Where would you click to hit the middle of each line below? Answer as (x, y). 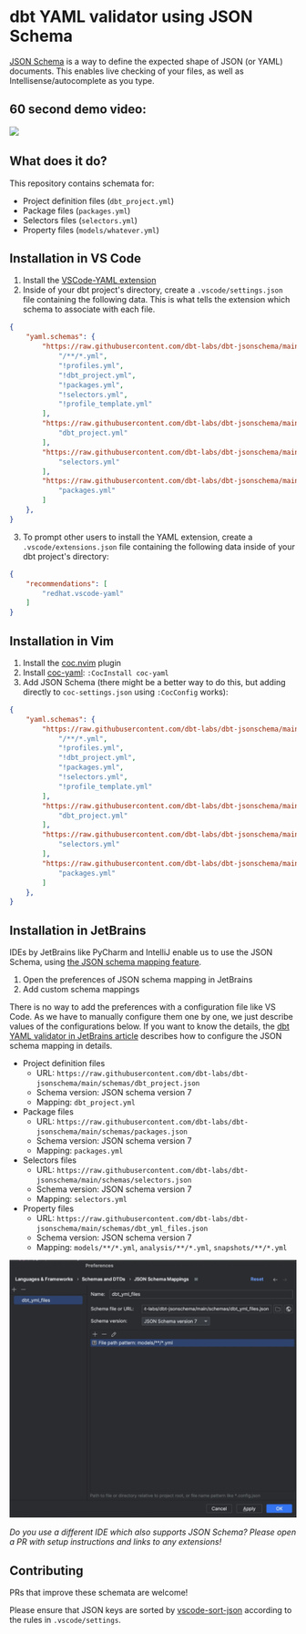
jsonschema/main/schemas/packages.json (112, 1132)
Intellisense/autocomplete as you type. (82, 80)
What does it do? (58, 161)
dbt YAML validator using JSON (131, 17)
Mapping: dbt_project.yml (86, 1102)
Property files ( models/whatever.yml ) (91, 230)
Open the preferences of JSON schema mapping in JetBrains (138, 980)
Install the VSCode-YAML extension (89, 281)
